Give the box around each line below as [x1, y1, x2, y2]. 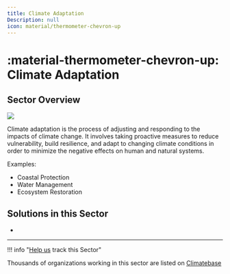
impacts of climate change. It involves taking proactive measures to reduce [7, 132, 219, 140]
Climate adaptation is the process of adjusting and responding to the [7, 125, 201, 134]
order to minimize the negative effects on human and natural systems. [7, 147, 205, 155]
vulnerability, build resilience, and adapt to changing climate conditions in [7, 140, 214, 148]
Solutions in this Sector [7, 208, 108, 219]
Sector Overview [7, 94, 81, 105]
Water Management [16, 181, 73, 189]
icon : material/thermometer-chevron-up [7, 23, 121, 29]
